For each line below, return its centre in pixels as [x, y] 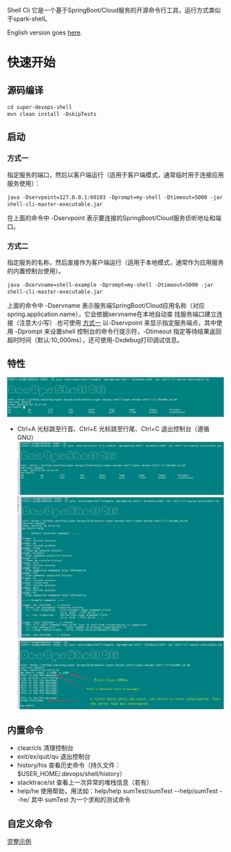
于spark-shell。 [29, 19]
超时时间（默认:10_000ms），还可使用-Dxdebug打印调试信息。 [95, 339]
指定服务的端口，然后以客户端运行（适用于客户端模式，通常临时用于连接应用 [115, 175]
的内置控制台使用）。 [36, 270]
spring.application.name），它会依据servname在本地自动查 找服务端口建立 [112, 314]
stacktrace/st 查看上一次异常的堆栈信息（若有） [85, 782]
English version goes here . [45, 32]
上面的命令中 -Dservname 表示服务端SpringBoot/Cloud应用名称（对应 [106, 305]
